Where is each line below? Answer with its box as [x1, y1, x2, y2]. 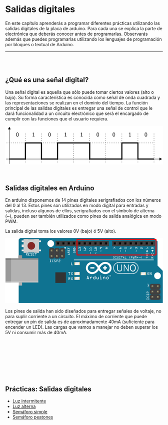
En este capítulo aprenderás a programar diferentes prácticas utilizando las [5, 20, 160, 26]
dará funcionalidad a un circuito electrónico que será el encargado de [5, 110, 149, 116]
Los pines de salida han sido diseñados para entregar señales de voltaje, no [5, 308, 161, 314]
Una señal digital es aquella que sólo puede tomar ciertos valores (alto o [5, 89, 154, 95]
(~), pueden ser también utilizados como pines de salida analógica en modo [5, 213, 161, 219]
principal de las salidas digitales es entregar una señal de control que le [5, 105, 153, 111]
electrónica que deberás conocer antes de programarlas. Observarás [5, 31, 148, 37]
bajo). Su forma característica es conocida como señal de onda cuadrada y [5, 94, 160, 100]
